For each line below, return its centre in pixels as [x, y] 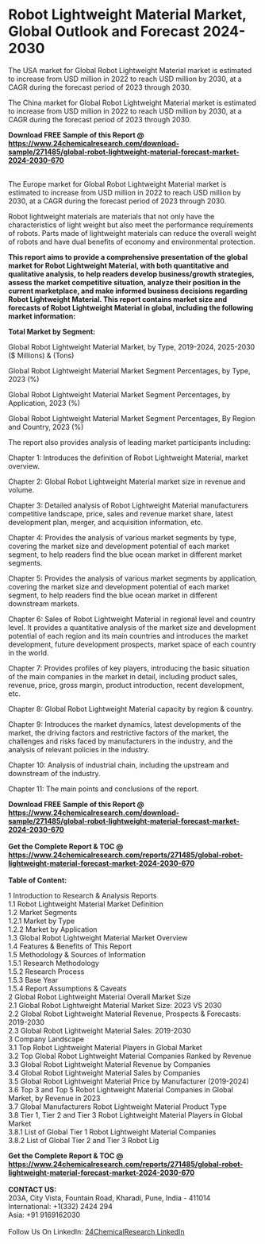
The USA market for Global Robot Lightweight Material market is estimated [130, 70]
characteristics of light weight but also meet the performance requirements [131, 225]
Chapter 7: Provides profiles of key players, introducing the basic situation [129, 668]
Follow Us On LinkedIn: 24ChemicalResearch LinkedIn [96, 1231]
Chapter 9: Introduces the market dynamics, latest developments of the [125, 724]
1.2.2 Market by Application [53, 929]
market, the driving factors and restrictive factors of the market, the [119, 732]
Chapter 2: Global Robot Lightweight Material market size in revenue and [127, 481]
